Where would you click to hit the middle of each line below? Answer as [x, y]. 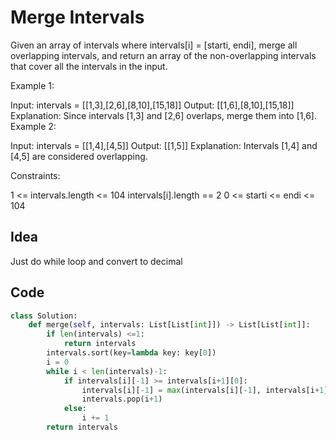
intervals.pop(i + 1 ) [122, 399]
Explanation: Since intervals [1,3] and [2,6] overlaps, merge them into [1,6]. [163, 115]
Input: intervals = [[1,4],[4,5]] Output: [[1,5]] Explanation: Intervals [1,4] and [164, 145]
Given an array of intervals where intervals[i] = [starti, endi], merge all [154, 45]
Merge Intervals [77, 17]
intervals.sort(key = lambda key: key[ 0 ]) [131, 353]
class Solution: [44, 316]
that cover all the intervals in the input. [89, 66]
